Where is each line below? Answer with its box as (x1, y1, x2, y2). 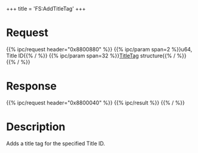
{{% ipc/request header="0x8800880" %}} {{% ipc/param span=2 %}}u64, (6, 45, 193, 53)
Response (6, 79, 57, 93)
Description (6, 120, 66, 134)
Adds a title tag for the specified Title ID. (6, 140, 106, 147)
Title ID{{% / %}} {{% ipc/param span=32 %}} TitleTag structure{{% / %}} (6, 52, 187, 59)
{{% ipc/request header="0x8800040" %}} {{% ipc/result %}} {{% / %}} (6, 99, 185, 106)
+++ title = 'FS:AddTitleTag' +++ (6, 5, 86, 12)
